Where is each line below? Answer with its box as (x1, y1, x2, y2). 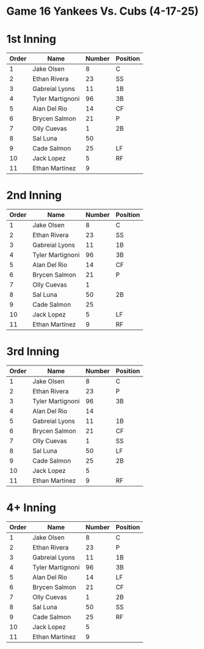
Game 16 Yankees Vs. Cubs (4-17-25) (6, 4, 199, 18)
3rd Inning (6, 345, 60, 359)
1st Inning (6, 32, 57, 46)
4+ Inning (6, 501, 57, 515)
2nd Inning (6, 188, 62, 202)
